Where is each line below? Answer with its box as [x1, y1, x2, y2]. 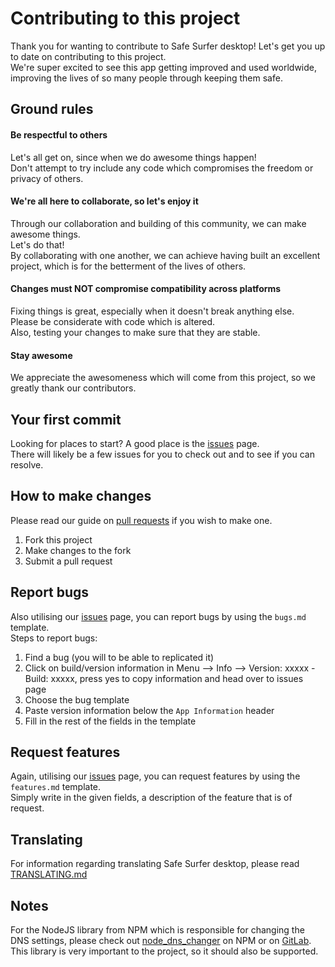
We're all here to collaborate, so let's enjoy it [10, 195, 199, 207]
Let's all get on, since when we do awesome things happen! [10, 151, 257, 163]
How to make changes [10, 488, 152, 505]
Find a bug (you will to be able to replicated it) [24, 651, 215, 663]
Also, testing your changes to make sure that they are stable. [10, 326, 261, 338]
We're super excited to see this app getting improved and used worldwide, [10, 61, 318, 73]
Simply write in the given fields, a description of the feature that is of [10, 792, 293, 804]
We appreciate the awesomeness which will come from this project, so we [10, 372, 316, 384]
